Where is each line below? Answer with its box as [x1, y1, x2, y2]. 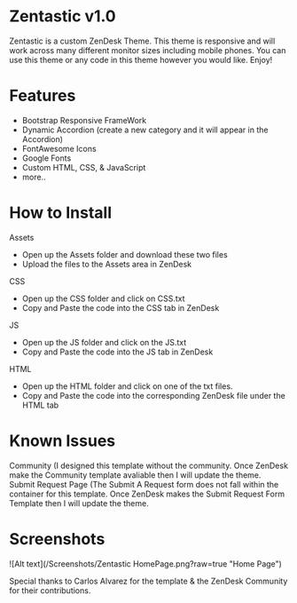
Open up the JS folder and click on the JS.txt [21, 337, 187, 347]
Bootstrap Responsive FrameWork [21, 115, 147, 125]
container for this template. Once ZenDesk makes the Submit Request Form [9, 488, 285, 499]
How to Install [9, 202, 113, 223]
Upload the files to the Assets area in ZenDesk [21, 258, 192, 269]
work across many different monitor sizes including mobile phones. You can [9, 44, 286, 55]
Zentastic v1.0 [9, 6, 117, 27]
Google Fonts [21, 153, 72, 163]
